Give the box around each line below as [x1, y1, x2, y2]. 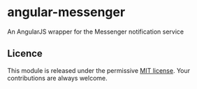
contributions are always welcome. [7, 74, 108, 82]
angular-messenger [7, 4, 126, 20]
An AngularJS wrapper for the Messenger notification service [7, 27, 184, 36]
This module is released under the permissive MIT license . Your [7, 66, 191, 74]
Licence [7, 48, 43, 60]
